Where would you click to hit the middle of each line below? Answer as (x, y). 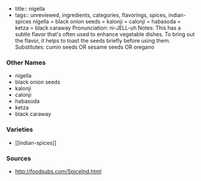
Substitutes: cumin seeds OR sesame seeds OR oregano (85, 47)
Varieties (19, 130)
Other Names (26, 63)
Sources (19, 158)
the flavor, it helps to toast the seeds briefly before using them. (93, 41)
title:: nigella (30, 9)
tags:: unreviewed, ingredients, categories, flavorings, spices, (91, 15)
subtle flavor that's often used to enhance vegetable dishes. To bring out (105, 34)
